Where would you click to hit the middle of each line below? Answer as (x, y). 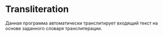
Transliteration (37, 9)
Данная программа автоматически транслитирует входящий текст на (81, 23)
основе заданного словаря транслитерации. (54, 28)
